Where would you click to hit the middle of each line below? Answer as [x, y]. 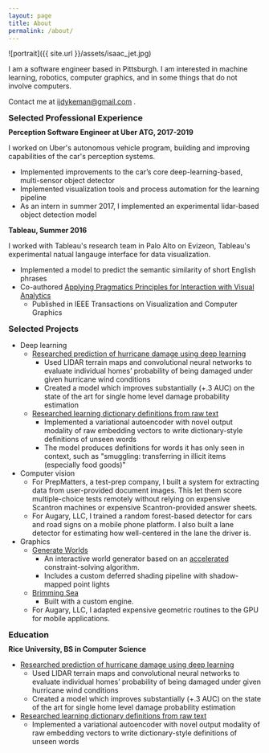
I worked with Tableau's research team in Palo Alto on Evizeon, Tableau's [129, 246]
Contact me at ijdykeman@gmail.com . [72, 102]
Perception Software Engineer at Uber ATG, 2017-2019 [101, 133]
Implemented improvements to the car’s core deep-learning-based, [131, 172]
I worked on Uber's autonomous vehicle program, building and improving [129, 148]
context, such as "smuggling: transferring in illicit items [135, 456]
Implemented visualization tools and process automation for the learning [139, 189]
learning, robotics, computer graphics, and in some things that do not [123, 78]
